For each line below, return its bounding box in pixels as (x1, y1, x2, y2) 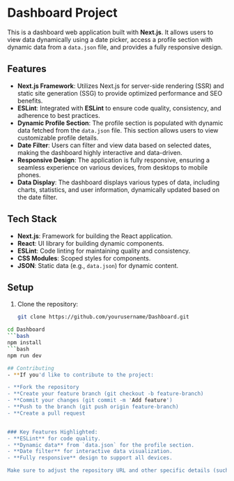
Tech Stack (7, 213, 57, 225)
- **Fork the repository (7, 384, 79, 391)
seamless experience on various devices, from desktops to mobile (17, 163, 208, 172)
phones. (17, 170, 41, 179)
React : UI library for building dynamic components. (17, 239, 164, 247)
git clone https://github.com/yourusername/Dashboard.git (17, 313, 189, 320)
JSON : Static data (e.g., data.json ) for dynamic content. (17, 261, 179, 269)
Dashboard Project (7, 5, 118, 21)
